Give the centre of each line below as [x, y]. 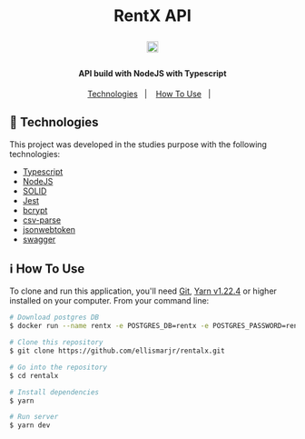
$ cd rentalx [34, 375]
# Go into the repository [58, 367]
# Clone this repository [56, 343]
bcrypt [35, 210]
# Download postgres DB [54, 318]
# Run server [34, 417]
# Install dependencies [54, 392]
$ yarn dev [30, 425]
